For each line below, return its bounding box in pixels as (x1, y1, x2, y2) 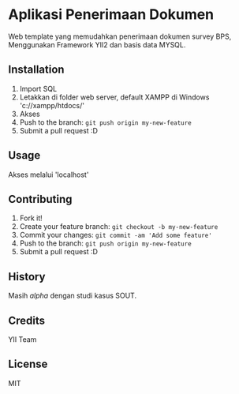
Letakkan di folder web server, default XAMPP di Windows (19, 92, 210, 102)
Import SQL (19, 84, 58, 93)
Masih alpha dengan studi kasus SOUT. (8, 291, 136, 301)
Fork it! (19, 213, 43, 223)
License (8, 358, 48, 371)
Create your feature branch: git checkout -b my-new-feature (19, 222, 218, 231)
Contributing (8, 192, 73, 206)
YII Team (8, 335, 37, 344)
